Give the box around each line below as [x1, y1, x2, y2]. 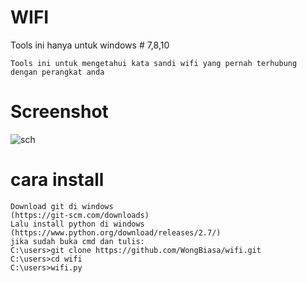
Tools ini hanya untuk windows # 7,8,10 [10, 39, 170, 51]
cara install [10, 169, 105, 191]
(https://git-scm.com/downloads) [10, 210, 150, 220]
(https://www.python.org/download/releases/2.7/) [10, 227, 222, 238]
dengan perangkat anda [10, 67, 105, 77]
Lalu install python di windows [10, 219, 145, 229]
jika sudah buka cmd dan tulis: [10, 236, 145, 246]
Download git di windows [10, 201, 114, 211]
